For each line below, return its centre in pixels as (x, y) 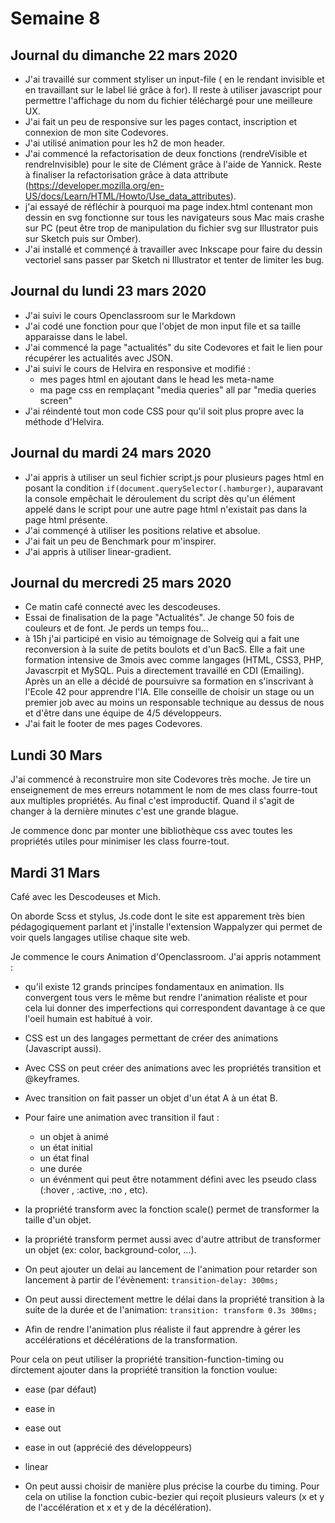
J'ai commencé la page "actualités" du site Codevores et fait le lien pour (173, 347)
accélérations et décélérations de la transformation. (131, 1340)
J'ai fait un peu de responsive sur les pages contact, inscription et (161, 121)
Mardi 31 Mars (55, 872)
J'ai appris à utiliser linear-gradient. (98, 551)
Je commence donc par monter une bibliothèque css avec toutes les (151, 831)
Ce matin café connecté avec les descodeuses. (122, 607)
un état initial (66, 1148)
